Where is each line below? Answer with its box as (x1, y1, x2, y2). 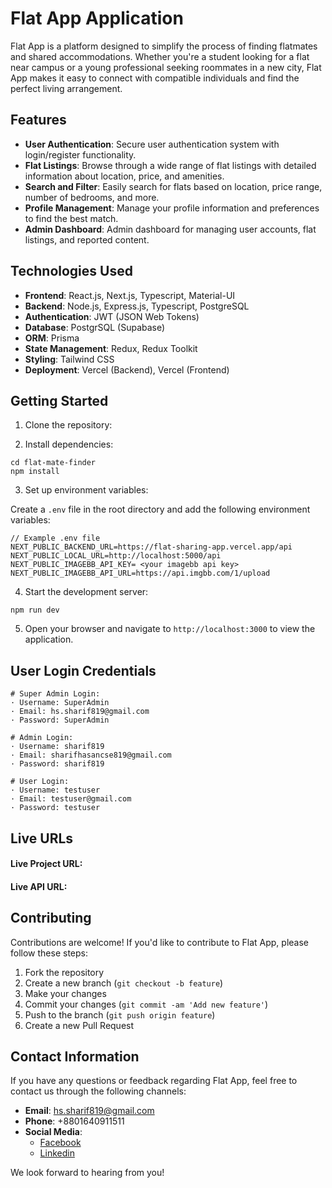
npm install (10, 467, 60, 477)
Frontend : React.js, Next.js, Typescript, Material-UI (24, 289, 236, 301)
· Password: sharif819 (10, 759, 105, 769)
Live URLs (10, 830, 74, 847)
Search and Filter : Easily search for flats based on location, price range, (24, 180, 323, 192)
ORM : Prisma (24, 332, 80, 344)
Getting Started (10, 392, 109, 409)
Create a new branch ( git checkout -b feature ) (24, 977, 224, 989)
